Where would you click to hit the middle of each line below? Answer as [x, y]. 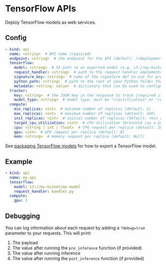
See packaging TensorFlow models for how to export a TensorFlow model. [81, 146]
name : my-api [23, 177]
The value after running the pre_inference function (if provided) [77, 248]
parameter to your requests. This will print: [48, 233]
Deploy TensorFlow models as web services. [51, 22]
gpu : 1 [21, 201]
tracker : [19, 90]
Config [16, 38]
